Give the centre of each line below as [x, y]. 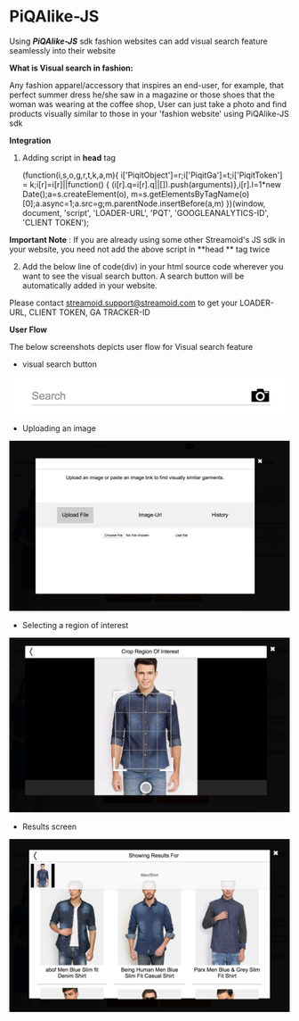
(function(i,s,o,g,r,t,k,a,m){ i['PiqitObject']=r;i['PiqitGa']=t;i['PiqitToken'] [152, 175]
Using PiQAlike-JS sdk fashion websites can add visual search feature [139, 41]
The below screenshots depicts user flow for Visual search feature [131, 346]
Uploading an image [59, 428]
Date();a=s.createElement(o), [75, 194]
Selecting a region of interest [75, 625]
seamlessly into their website [62, 50]
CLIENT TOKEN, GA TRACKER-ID [90, 312]
